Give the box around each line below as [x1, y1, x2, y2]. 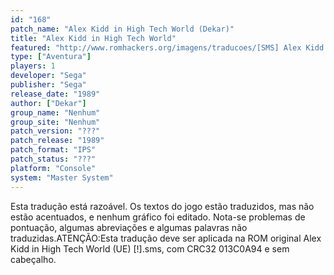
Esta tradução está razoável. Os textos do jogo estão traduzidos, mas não [10, 200, 315, 212]
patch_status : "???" [10, 154, 97, 164]
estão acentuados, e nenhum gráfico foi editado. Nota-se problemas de [10, 211, 306, 223]
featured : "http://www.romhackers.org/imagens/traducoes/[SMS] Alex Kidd [10, 42, 325, 53]
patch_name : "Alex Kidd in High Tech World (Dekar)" [10, 24, 235, 34]
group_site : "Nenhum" [10, 117, 101, 127]
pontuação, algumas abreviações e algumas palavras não [10, 221, 248, 233]
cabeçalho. [10, 253, 57, 265]
